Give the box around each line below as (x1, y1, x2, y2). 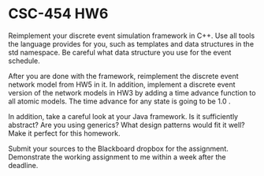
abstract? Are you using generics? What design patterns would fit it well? (8, 120, 246, 129)
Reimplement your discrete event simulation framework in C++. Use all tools (8, 31, 255, 40)
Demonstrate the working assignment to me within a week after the (8, 152, 226, 162)
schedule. (8, 56, 41, 66)
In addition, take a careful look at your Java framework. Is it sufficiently (8, 111, 239, 121)
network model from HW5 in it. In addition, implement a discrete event (8, 80, 236, 89)
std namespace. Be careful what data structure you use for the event (8, 47, 232, 57)
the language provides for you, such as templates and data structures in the (8, 39, 255, 48)
